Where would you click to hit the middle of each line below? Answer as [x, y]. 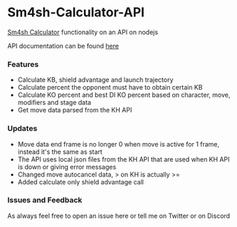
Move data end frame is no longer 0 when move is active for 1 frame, [118, 144]
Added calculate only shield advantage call [81, 181]
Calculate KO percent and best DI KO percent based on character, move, [124, 95]
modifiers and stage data [54, 102]
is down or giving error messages [67, 167]
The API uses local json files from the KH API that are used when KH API [123, 159]
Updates [22, 129]
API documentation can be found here [63, 46]
